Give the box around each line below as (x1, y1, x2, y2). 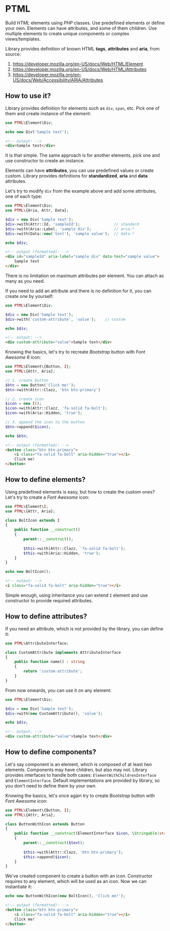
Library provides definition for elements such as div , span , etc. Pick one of (5, 105, 160, 111)
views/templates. (5, 36, 41, 42)
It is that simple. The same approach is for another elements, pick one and (5, 152, 160, 158)
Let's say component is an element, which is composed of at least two (5, 761, 152, 767)
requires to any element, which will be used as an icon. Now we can (5, 878, 147, 884)
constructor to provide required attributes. (5, 597, 93, 603)
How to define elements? (5, 475, 86, 484)
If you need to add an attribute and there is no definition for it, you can (5, 288, 152, 294)
